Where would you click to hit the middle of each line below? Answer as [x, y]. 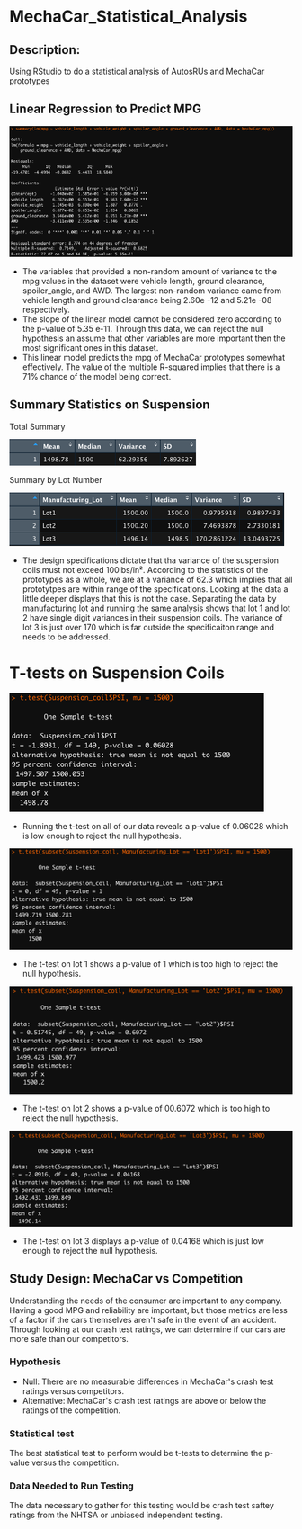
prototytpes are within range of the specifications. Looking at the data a [155, 589]
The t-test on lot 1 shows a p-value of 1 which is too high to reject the [150, 964]
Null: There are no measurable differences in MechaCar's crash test [148, 1381]
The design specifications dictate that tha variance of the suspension [151, 560]
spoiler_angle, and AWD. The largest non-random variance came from [151, 291]
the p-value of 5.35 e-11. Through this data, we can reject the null [143, 328]
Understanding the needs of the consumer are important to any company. [146, 1301]
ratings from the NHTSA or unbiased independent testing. [116, 1515]
